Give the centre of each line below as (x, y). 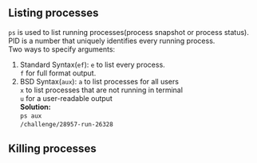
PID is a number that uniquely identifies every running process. (112, 41)
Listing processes (53, 13)
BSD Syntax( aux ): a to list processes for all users (99, 81)
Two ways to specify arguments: (62, 49)
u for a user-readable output (66, 98)
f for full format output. (58, 73)
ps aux (31, 116)
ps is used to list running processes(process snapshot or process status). (128, 32)
